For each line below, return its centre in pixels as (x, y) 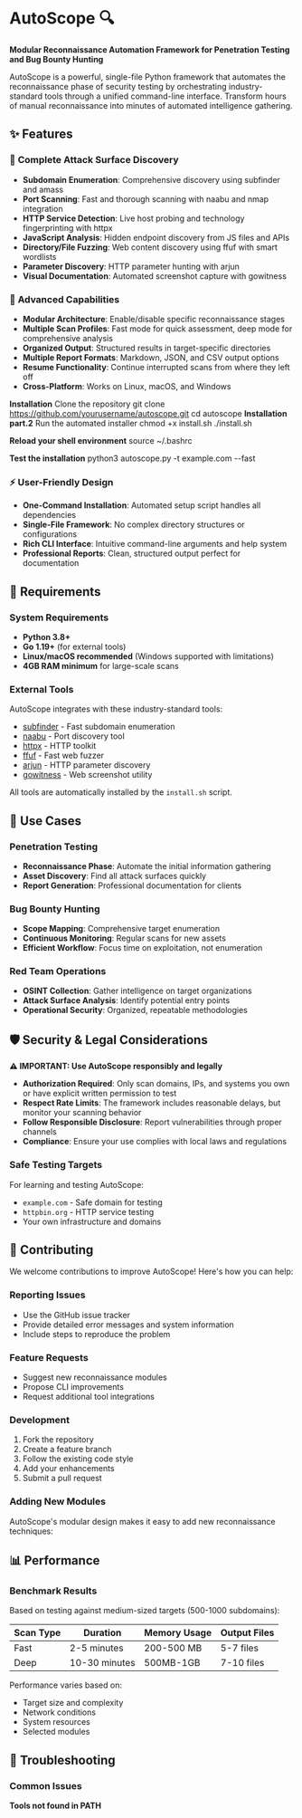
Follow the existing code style (78, 1459)
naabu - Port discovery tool (73, 736)
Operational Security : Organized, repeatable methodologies (135, 1010)
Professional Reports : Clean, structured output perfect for (132, 553)
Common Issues (46, 1785)
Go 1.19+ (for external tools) (74, 646)
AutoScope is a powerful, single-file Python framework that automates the (148, 77)
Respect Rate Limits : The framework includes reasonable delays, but (151, 1103)
